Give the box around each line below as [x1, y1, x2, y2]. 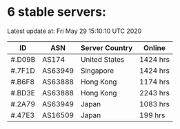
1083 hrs [139, 99, 170, 108]
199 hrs [139, 110, 166, 120]
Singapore [80, 66, 114, 75]
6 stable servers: [7, 4, 107, 20]
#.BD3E [10, 88, 36, 97]
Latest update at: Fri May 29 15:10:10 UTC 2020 [7, 27, 142, 35]
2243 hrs [139, 88, 170, 97]
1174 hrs [139, 77, 170, 86]
